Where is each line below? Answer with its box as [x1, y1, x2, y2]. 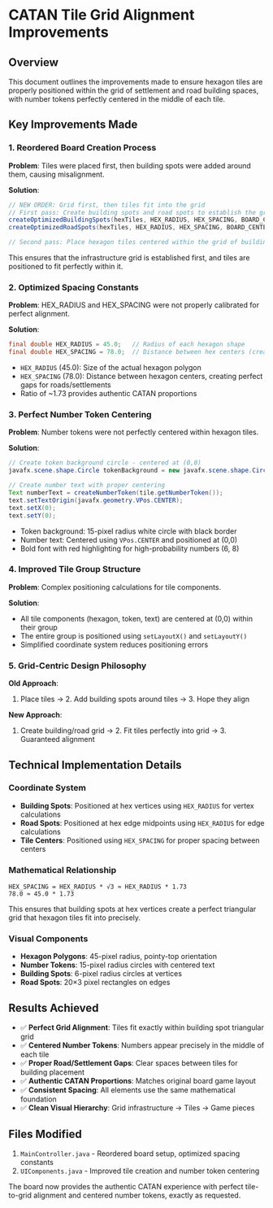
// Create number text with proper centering [8, 482, 165, 490]
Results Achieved [8, 1001, 99, 1014]
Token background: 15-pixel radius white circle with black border [19, 526, 237, 536]
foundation [19, 1094, 57, 1104]
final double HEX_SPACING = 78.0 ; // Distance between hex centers [8, 348, 245, 356]
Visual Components [8, 933, 89, 944]
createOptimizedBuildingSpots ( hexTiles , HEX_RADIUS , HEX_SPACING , [8, 216, 238, 225]
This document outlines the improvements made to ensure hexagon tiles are [8, 77, 263, 86]
